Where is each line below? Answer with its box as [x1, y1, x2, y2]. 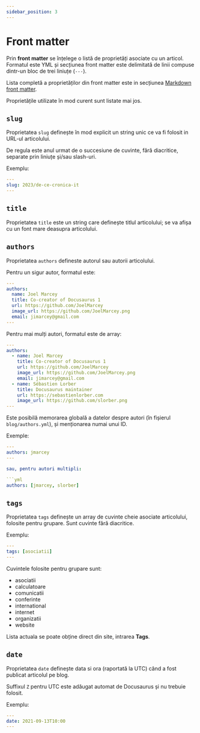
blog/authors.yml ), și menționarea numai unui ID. [6, 421, 128, 428]
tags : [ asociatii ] [6, 549, 52, 555]
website [14, 621, 35, 628]
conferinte [14, 595, 41, 603]
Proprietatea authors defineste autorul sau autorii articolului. [6, 257, 155, 264]
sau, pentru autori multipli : [6, 466, 82, 472]
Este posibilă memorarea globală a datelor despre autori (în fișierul [6, 414, 171, 421]
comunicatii [14, 589, 44, 597]
